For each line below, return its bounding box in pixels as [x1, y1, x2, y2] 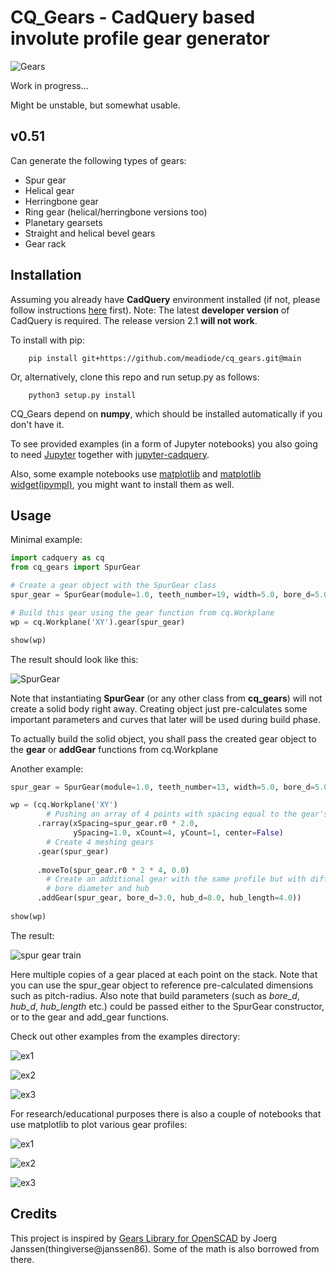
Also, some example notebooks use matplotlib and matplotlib [10, 467, 262, 480]
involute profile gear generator [10, 27, 270, 50]
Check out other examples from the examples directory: [10, 1030, 241, 1042]
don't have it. [10, 418, 65, 430]
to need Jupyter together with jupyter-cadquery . [10, 448, 210, 460]
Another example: [10, 762, 84, 775]
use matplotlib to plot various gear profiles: [10, 1118, 188, 1130]
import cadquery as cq [10, 553, 105, 563]
